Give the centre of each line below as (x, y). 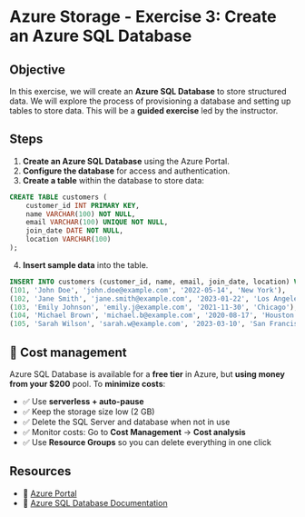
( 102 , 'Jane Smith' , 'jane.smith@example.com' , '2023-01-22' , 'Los (140, 298)
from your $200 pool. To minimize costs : (88, 384)
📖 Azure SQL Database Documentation (95, 502)
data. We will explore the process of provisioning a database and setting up (150, 101)
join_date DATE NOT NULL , (75, 231)
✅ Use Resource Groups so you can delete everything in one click (147, 442)
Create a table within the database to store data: (113, 180)
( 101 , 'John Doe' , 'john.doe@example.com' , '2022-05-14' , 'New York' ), (148, 290)
